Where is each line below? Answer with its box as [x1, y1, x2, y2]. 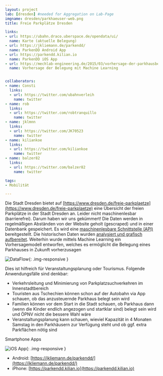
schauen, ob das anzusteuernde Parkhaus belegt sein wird [12, 296, 130, 302]
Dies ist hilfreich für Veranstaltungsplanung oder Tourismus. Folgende [5, 266, 145, 272]
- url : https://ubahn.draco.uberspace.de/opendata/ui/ [5, 34, 118, 39]
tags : [5, 178, 16, 183]
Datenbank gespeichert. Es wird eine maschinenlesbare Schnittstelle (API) [5, 226, 154, 232]
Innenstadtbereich [12, 285, 49, 291]
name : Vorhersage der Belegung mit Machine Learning [9, 66, 118, 71]
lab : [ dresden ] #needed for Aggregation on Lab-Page [5, 12, 114, 17]
